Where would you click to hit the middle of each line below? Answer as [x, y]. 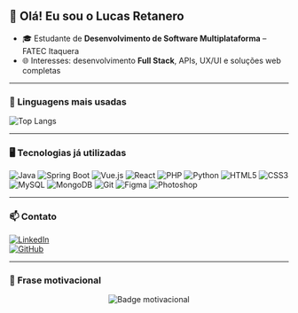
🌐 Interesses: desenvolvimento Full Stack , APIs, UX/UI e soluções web [152, 60]
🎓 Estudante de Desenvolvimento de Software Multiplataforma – [144, 38]
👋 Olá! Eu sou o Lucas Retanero [97, 16]
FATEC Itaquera [51, 51]
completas [41, 70]
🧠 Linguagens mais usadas [68, 101]
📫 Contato [33, 216]
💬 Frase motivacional [55, 280]
